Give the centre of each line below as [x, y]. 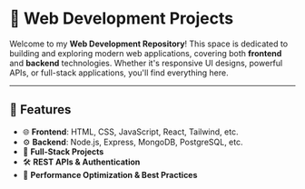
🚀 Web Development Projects [122, 19]
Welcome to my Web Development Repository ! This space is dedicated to [149, 44]
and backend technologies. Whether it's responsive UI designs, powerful [146, 63]
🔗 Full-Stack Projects [63, 151]
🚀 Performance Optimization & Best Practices [110, 174]
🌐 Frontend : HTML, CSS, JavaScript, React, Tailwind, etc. [130, 132]
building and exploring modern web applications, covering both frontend [146, 53]
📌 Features [40, 109]
